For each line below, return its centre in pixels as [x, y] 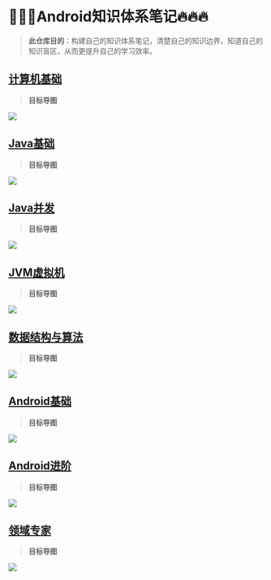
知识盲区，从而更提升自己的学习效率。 [92, 50]
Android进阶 [40, 466]
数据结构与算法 [46, 337]
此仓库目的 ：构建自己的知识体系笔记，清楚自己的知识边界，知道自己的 [146, 41]
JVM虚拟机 [37, 272]
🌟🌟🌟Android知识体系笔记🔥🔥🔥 [108, 17]
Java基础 [32, 144]
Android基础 [40, 401]
